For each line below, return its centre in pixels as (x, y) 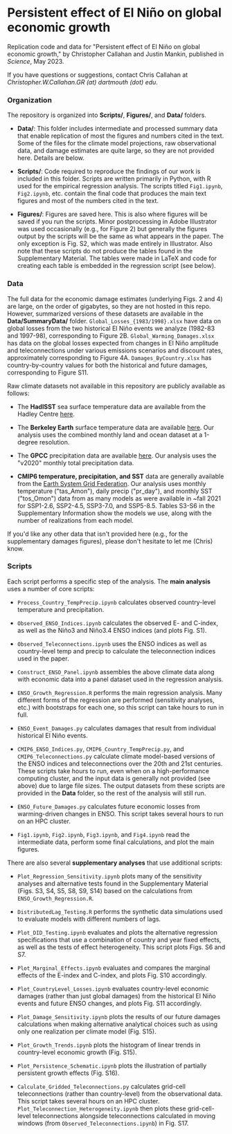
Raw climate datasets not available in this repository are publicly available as (116, 386)
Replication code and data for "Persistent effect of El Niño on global (104, 46)
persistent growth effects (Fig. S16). (68, 1073)
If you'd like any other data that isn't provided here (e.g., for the (98, 534)
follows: (18, 393)
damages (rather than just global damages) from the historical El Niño (116, 996)
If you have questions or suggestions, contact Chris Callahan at (98, 75)
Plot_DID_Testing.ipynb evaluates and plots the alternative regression (117, 932)
